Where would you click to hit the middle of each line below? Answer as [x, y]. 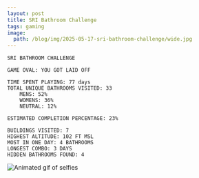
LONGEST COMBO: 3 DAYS [40, 149]
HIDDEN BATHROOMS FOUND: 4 [46, 155]
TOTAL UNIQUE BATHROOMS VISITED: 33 [60, 88]
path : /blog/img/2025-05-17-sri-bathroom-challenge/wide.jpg [103, 39]
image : [17, 33]
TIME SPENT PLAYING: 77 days [49, 82]
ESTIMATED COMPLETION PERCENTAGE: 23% [63, 119]
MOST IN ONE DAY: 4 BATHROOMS [51, 143]
